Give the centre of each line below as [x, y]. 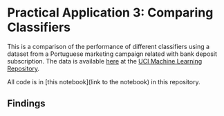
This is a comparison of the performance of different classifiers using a [108, 46]
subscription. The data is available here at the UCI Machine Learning [105, 61]
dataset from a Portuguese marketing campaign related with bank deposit [112, 54]
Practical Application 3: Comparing [110, 13]
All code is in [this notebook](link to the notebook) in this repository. [104, 81]
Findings [27, 104]
